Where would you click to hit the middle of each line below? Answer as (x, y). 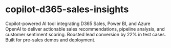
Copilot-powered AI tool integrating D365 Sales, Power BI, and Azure (78, 23)
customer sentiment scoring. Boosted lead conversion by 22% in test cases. (86, 34)
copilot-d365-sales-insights (67, 9)
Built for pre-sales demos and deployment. (50, 40)
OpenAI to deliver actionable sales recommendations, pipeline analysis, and (85, 29)
